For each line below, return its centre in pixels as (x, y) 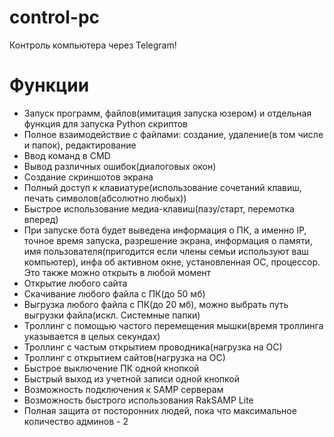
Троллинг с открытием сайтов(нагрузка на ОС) (124, 357)
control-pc (55, 17)
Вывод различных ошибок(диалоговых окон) (120, 166)
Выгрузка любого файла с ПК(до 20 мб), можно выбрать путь (156, 304)
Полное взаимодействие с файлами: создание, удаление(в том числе (173, 134)
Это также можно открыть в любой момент (117, 272)
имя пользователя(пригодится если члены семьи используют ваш (166, 251)
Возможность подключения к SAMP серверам (123, 389)
